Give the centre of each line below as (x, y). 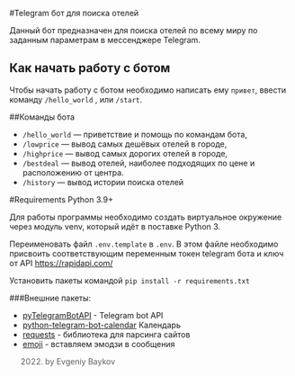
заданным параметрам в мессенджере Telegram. (105, 40)
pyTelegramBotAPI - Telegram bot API (93, 315)
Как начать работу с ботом (90, 68)
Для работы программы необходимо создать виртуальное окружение (146, 217)
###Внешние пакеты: (50, 298)
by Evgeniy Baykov (80, 361)
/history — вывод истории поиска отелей (103, 182)
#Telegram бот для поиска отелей (74, 13)
